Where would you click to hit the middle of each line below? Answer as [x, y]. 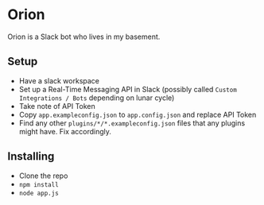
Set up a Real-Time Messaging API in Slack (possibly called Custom [128, 89]
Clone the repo [43, 176]
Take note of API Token [57, 106]
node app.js [39, 193]
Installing [31, 157]
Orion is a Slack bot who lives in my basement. [84, 37]
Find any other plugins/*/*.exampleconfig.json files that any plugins [132, 123]
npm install [39, 184]
